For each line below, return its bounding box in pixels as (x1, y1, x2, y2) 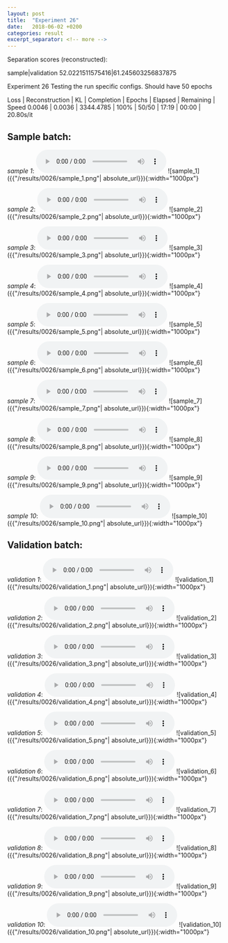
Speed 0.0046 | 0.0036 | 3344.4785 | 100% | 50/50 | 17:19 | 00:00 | (7, 103, 201, 112)
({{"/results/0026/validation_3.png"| (7, 659, 111, 668)
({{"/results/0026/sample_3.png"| (7, 250, 104, 259)
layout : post (7, 10, 45, 17)
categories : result (7, 29, 64, 37)
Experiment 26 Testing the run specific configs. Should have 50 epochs (7, 82, 213, 91)
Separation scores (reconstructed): (7, 55, 108, 63)
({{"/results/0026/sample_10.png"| (7, 519, 106, 527)
